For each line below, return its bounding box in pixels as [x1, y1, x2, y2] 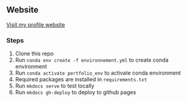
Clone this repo [15, 50, 54, 57]
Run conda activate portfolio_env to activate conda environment [15, 69, 182, 76]
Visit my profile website [6, 21, 65, 28]
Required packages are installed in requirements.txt [15, 76, 147, 83]
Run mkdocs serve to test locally [15, 82, 94, 90]
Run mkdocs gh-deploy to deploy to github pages [15, 89, 136, 96]
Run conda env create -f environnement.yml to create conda [15, 56, 169, 64]
